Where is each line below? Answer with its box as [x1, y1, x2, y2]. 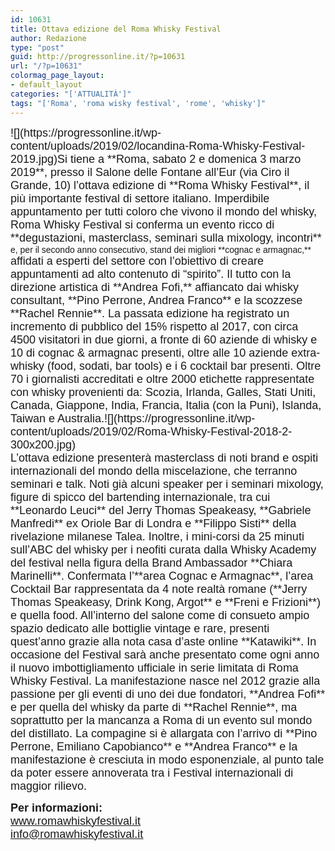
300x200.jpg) [10, 437, 77, 451]
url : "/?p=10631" [10, 61, 83, 71]
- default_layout [10, 80, 83, 90]
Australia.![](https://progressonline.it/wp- [57, 411, 256, 425]
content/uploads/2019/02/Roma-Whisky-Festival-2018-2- [10, 424, 293, 438]
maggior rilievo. [10, 779, 88, 793]
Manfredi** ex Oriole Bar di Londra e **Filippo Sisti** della [10, 516, 297, 530]
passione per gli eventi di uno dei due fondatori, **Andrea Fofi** [10, 687, 326, 701]
